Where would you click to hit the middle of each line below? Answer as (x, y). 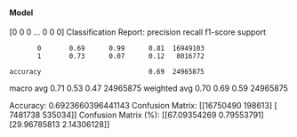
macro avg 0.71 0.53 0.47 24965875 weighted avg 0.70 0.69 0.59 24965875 (149, 88)
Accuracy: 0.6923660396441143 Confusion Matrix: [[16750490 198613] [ (143, 106)
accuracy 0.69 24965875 (107, 72)
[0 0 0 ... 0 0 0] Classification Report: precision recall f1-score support (138, 32)
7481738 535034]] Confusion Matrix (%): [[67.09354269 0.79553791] (136, 115)
